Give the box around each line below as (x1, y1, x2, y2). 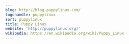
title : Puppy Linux (5, 21, 47, 27)
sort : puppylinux (5, 17, 42, 22)
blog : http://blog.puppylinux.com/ (5, 7, 81, 13)
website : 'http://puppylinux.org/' (5, 26, 81, 31)
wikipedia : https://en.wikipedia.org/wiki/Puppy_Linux (5, 31, 124, 36)
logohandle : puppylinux (5, 12, 56, 17)
